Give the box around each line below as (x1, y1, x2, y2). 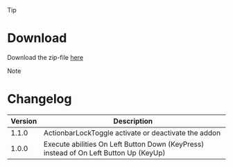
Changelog (7, 91, 72, 107)
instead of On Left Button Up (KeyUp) (44, 148, 166, 157)
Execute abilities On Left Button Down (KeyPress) (44, 139, 205, 149)
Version (10, 116, 37, 126)
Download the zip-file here (7, 53, 84, 61)
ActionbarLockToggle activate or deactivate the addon (44, 128, 221, 138)
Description (113, 116, 153, 126)
